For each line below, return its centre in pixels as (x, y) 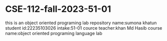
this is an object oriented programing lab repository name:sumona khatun (81, 23)
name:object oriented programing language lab (54, 33)
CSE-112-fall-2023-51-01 (58, 9)
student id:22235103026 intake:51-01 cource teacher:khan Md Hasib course (84, 28)
